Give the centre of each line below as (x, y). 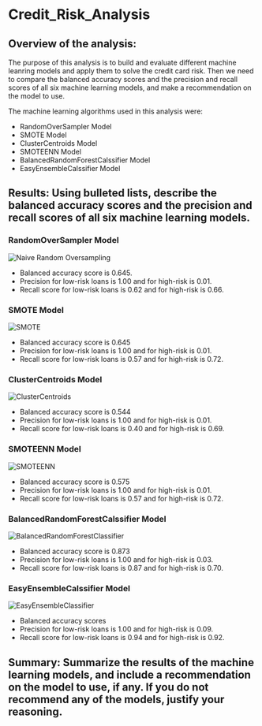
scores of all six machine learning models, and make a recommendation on (130, 87)
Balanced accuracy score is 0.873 (75, 551)
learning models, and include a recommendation (129, 674)
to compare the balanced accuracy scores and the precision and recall (123, 79)
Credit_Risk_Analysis (79, 15)
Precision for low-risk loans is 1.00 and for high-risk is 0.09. (116, 629)
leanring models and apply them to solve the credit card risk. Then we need (131, 71)
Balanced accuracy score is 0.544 (75, 412)
